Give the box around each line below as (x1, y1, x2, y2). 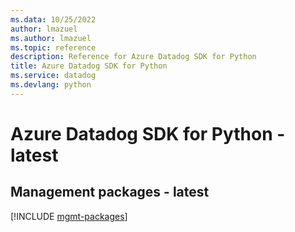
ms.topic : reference (10, 42, 97, 53)
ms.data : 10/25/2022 (10, 14, 97, 25)
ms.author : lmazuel (10, 33, 92, 43)
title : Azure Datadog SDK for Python (10, 61, 168, 71)
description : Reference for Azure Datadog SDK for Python (10, 52, 257, 62)
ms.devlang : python (10, 80, 92, 90)
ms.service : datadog (10, 71, 97, 81)
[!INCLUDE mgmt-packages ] (10, 210, 128, 222)
